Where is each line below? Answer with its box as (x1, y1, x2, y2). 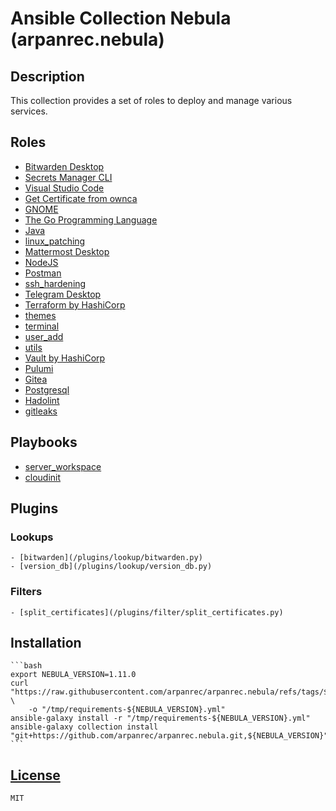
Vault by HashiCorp (24, 352, 106, 364)
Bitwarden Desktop (24, 160, 105, 172)
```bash (10, 661, 43, 671)
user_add (24, 330, 64, 342)
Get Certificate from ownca (24, 192, 138, 204)
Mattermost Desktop (24, 245, 110, 257)
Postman (24, 267, 62, 279)
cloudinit (24, 471, 62, 483)
